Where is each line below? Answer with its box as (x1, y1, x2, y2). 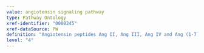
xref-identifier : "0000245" (6, 20, 78, 26)
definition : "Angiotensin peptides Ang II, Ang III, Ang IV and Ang (6, 32, 183, 38)
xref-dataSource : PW (6, 26, 59, 32)
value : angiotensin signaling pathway (6, 9, 104, 15)
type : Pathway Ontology (6, 15, 67, 21)
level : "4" (6, 37, 34, 43)
